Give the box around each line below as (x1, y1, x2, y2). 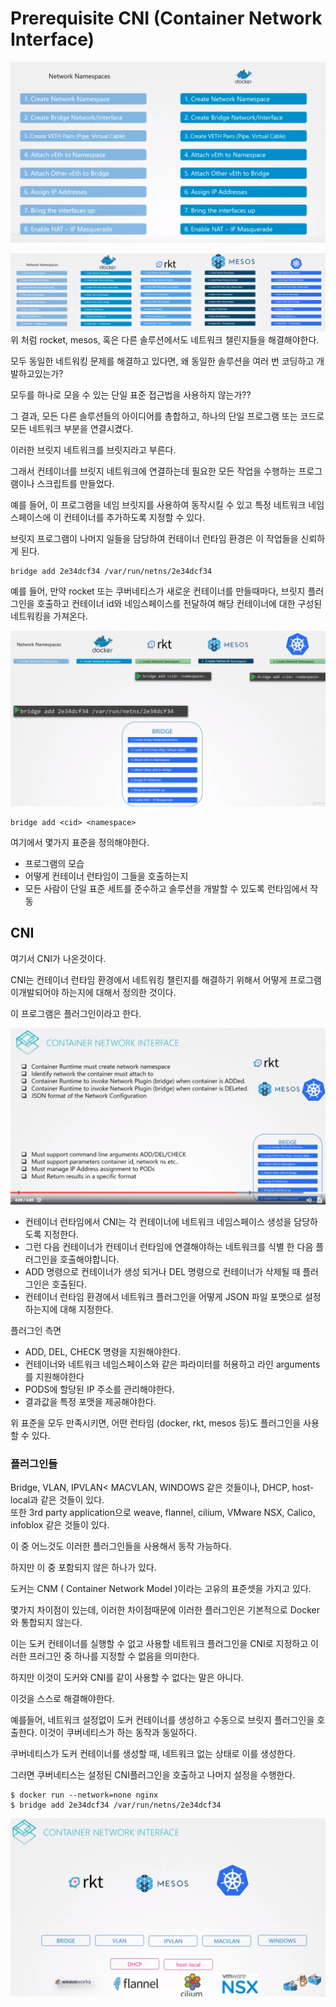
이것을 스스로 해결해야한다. (10, 1693, 115, 1705)
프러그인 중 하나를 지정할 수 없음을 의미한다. (28, 1650, 200, 1662)
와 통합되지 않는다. (10, 1617, 83, 1629)
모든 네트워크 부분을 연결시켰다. (10, 422, 134, 434)
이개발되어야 (10, 986, 60, 998)
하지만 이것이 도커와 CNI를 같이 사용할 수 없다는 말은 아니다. (10, 1672, 245, 1684)
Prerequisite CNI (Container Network (10, 7, 323, 30)
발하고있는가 (10, 367, 60, 379)
